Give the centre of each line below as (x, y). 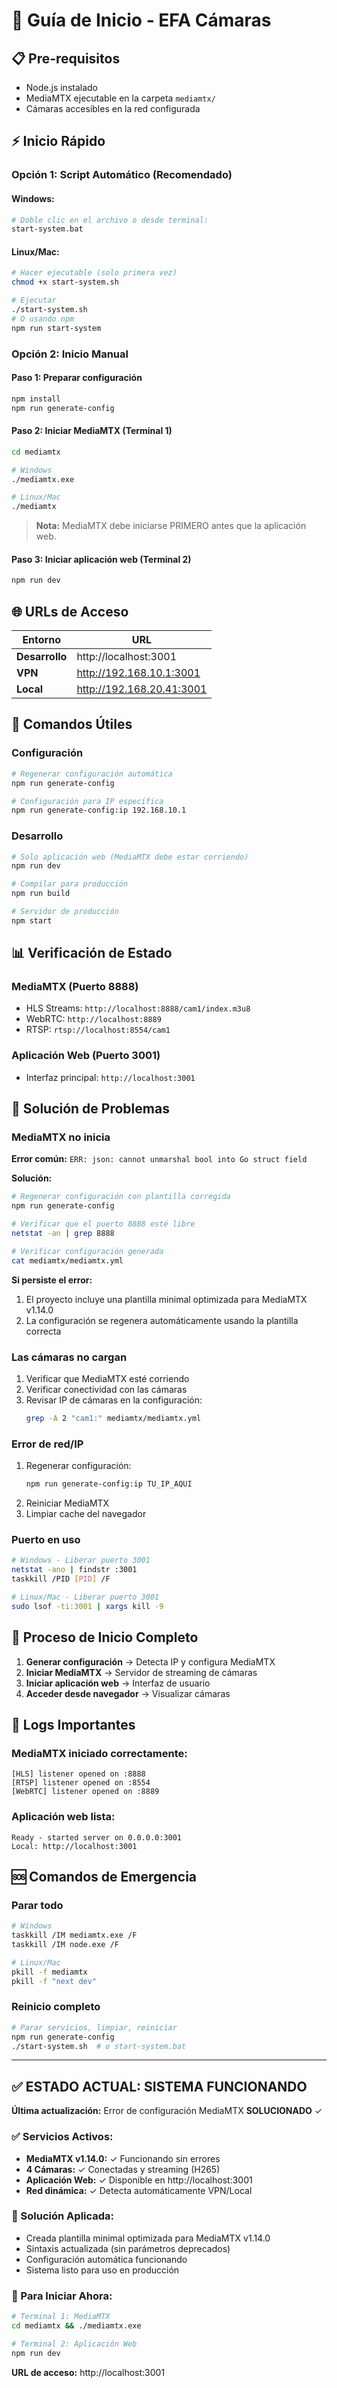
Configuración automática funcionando (106, 2259)
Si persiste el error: (52, 1280)
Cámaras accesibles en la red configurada (113, 108)
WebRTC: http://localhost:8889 (93, 1019)
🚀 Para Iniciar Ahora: (62, 2296)
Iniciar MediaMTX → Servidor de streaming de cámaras (141, 1672)
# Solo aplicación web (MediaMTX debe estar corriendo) (130, 857)
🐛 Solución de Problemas (90, 1109)
